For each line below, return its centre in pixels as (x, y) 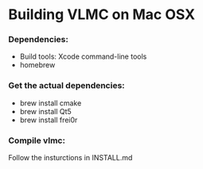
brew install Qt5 (45, 111)
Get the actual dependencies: (66, 86)
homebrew (37, 65)
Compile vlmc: (37, 140)
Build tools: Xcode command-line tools (83, 56)
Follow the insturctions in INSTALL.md (70, 158)
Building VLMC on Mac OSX (102, 15)
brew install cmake (51, 103)
